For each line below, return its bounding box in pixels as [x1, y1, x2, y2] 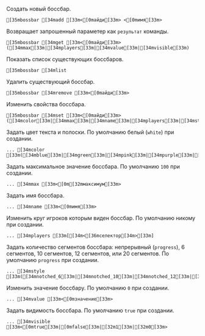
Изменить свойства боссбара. [6, 101, 86, 108]
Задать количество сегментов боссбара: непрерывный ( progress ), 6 [6, 244, 185, 250]
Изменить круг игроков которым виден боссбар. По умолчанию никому [6, 214, 196, 222]
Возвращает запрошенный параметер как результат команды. [6, 27, 169, 35]
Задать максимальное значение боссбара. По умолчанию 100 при [6, 163, 180, 170]
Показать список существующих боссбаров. [6, 56, 124, 63]
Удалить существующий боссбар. [6, 78, 95, 85]
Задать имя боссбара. [6, 192, 65, 199]
